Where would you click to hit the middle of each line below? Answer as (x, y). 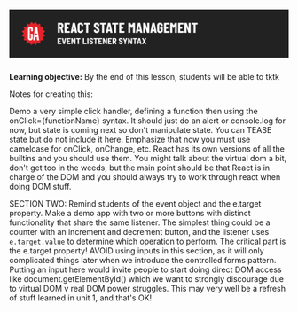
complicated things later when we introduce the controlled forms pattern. (143, 261)
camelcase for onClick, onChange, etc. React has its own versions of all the (147, 149)
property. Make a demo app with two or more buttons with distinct (130, 214)
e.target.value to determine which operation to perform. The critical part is (148, 242)
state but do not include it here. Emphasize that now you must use (130, 140)
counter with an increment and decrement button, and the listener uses (139, 232)
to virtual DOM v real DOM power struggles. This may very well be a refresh (148, 289)
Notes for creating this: (51, 94)
